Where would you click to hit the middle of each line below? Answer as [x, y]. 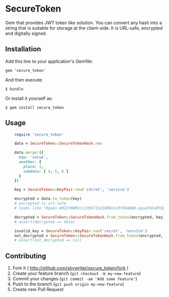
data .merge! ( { [29, 153]
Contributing [26, 256]
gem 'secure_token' [26, 70]
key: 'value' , [33, 157]
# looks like [28, 208]
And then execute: [24, 80]
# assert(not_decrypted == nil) [48, 240]
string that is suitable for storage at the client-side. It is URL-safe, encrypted [84, 28]
